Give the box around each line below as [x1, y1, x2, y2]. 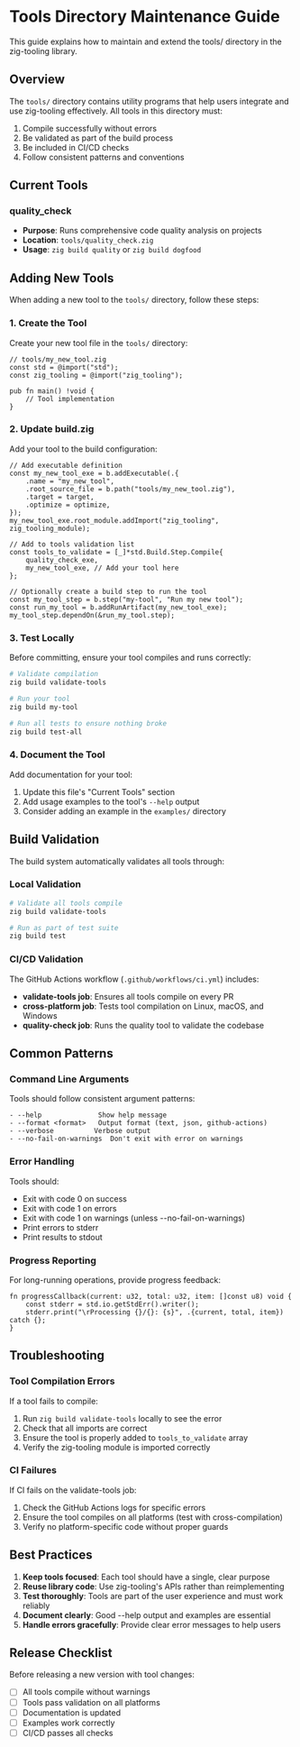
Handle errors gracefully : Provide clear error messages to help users [22, 1619, 281, 1630]
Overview [9, 72, 66, 87]
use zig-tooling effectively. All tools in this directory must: [9, 105, 223, 116]
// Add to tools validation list [9, 539, 135, 549]
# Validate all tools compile [9, 899, 123, 908]
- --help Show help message [9, 1111, 168, 1120]
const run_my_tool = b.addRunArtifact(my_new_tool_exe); [9, 602, 228, 612]
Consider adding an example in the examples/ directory [22, 805, 227, 817]
